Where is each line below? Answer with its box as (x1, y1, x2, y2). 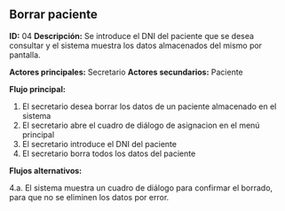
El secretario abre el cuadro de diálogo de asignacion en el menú (21, 120, 260, 130)
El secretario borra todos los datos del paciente (21, 148, 196, 159)
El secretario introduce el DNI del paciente (21, 138, 178, 149)
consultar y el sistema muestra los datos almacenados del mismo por (9, 40, 263, 51)
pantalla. (9, 49, 42, 60)
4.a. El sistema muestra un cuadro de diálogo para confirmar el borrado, (9, 182, 273, 193)
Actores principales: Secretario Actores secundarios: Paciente (9, 66, 244, 77)
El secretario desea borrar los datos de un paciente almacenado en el (21, 101, 277, 112)
